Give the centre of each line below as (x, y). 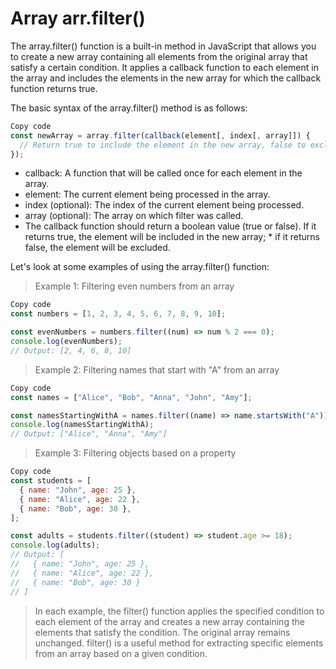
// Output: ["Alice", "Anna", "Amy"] (89, 434)
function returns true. (54, 88)
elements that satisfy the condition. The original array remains (162, 632)
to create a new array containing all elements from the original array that (159, 56)
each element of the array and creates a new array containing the (169, 621)
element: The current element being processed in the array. (147, 194)
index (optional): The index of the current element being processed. (164, 205)
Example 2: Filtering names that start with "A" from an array (157, 369)
